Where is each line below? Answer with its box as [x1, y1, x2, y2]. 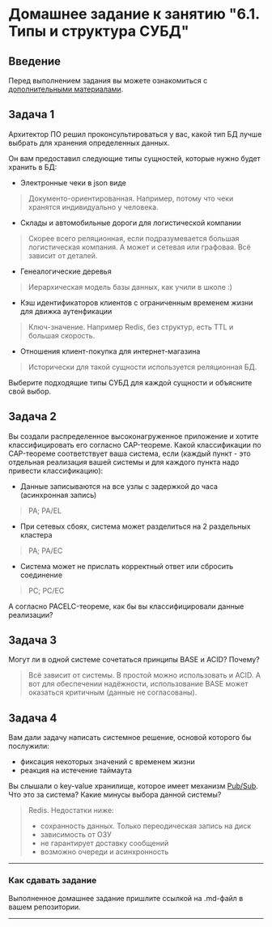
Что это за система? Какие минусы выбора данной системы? [8, 790, 222, 800]
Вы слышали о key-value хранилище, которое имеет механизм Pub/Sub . [8, 781, 259, 791]
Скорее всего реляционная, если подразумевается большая [28, 233, 240, 243]
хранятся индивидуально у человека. [28, 202, 159, 211]
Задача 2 [8, 410, 57, 423]
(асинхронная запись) [19, 490, 97, 500]
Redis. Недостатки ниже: [28, 806, 115, 815]
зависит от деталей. [28, 250, 98, 260]
